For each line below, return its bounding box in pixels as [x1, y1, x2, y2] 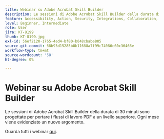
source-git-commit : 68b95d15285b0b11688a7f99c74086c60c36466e [5, 43, 134, 48]
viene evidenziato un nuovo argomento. [5, 119, 85, 125]
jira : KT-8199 [5, 30, 34, 35]
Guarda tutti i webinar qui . [5, 129, 57, 135]
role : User [5, 25, 27, 30]
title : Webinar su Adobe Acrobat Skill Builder [5, 7, 104, 12]
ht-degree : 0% [5, 57, 34, 62]
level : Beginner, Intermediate [5, 20, 69, 26]
